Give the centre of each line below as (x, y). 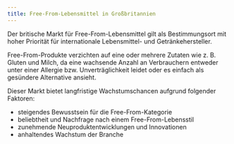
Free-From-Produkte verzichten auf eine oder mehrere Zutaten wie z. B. (112, 55)
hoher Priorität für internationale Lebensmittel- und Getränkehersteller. (110, 41)
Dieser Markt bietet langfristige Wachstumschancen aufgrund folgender (112, 91)
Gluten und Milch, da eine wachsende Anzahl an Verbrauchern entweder (113, 62)
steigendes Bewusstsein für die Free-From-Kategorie (95, 112)
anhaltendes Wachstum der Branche (70, 134)
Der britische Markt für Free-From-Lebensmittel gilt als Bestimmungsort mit (117, 34)
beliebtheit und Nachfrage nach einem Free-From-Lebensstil (106, 119)
